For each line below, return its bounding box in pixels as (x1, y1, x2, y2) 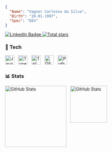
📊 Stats (5, 72, 24, 79)
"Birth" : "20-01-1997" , (9, 14, 58, 19)
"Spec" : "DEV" (9, 18, 38, 23)
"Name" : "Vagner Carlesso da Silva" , (9, 9, 87, 14)
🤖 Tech (5, 44, 22, 51)
